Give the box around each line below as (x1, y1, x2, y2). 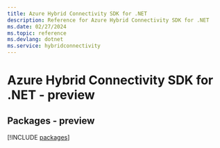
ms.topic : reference (7, 29, 67, 37)
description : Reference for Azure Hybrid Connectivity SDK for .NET (7, 17, 210, 24)
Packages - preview (7, 115, 95, 126)
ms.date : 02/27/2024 (7, 23, 67, 30)
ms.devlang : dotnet (7, 36, 64, 43)
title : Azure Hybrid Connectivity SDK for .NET (7, 10, 148, 17)
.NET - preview (7, 88, 95, 103)
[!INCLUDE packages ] (7, 133, 70, 141)
